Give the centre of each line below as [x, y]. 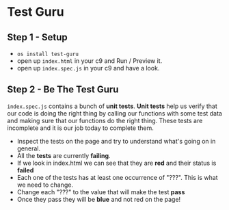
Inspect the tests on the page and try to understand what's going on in [116, 141]
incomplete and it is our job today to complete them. [80, 128]
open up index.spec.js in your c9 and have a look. [88, 68]
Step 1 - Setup [38, 37]
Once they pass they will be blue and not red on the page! [99, 199]
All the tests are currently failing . [64, 155]
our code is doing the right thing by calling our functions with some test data [114, 113]
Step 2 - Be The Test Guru [63, 90]
